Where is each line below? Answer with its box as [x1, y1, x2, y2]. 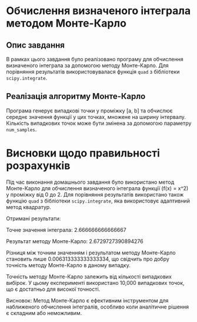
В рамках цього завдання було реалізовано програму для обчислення [6, 56, 183, 62]
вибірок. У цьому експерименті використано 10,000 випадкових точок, [6, 279, 185, 286]
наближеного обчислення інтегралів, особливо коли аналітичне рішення [6, 303, 189, 310]
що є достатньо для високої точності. [6, 286, 101, 293]
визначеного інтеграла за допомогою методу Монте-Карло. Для [6, 62, 169, 69]
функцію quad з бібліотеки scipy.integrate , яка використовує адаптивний [6, 197, 190, 204]
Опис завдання [6, 40, 65, 50]
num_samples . [6, 125, 37, 133]
